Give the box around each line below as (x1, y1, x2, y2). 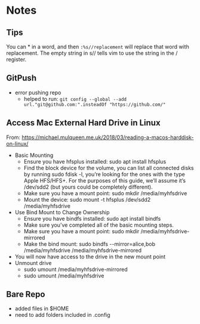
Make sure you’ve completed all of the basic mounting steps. (23, 221, 174, 229)
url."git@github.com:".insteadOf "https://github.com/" (23, 101, 166, 107)
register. (6, 56, 27, 63)
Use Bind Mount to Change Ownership (14, 208, 110, 215)
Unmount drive (14, 259, 52, 266)
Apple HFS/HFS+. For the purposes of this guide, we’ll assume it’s (23, 177, 186, 184)
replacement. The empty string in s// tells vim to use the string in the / (6, 50, 178, 57)
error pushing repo (14, 89, 61, 96)
